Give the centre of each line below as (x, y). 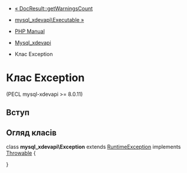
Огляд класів (32, 133)
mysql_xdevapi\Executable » (49, 20)
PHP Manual (30, 31)
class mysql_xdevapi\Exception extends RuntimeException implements (93, 147)
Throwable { (21, 153)
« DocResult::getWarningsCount (54, 9)
